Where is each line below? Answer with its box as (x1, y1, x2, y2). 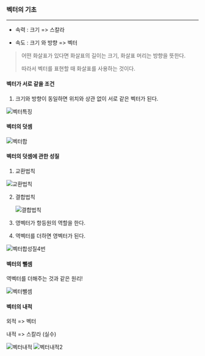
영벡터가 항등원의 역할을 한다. (15, 219, 86, 226)
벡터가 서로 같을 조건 (6, 80, 55, 87)
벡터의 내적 (6, 303, 32, 310)
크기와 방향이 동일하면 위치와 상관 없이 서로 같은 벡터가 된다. (15, 94, 159, 102)
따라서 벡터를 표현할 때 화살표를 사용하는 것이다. (21, 65, 135, 73)
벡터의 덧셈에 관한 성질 (6, 152, 60, 160)
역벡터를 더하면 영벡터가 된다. (15, 232, 86, 239)
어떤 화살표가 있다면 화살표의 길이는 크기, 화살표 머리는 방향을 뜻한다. (21, 52, 186, 59)
